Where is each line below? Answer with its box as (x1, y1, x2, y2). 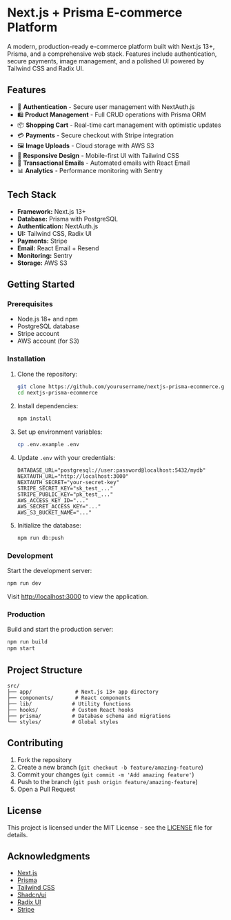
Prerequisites (7, 299, 53, 308)
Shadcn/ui (17, 891, 47, 899)
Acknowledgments (7, 850, 91, 862)
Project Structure (7, 664, 83, 676)
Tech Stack (7, 189, 57, 201)
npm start (7, 645, 36, 652)
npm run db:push (17, 534, 64, 542)
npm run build (7, 639, 48, 646)
